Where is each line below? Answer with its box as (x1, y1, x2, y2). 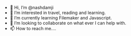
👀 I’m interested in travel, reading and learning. (9, 10, 106, 16)
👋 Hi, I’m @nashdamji (9, 5, 54, 10)
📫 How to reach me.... (9, 26, 56, 31)
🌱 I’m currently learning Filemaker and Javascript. (9, 15, 112, 20)
